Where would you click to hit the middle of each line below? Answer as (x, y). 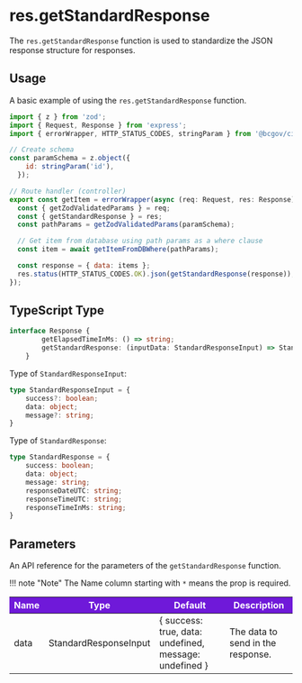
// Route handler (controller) (68, 191)
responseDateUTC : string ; (74, 491)
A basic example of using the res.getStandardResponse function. (128, 100)
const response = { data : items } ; (84, 266)
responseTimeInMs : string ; (76, 507)
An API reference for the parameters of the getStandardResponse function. (145, 566)
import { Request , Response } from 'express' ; (98, 125)
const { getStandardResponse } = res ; (90, 216)
